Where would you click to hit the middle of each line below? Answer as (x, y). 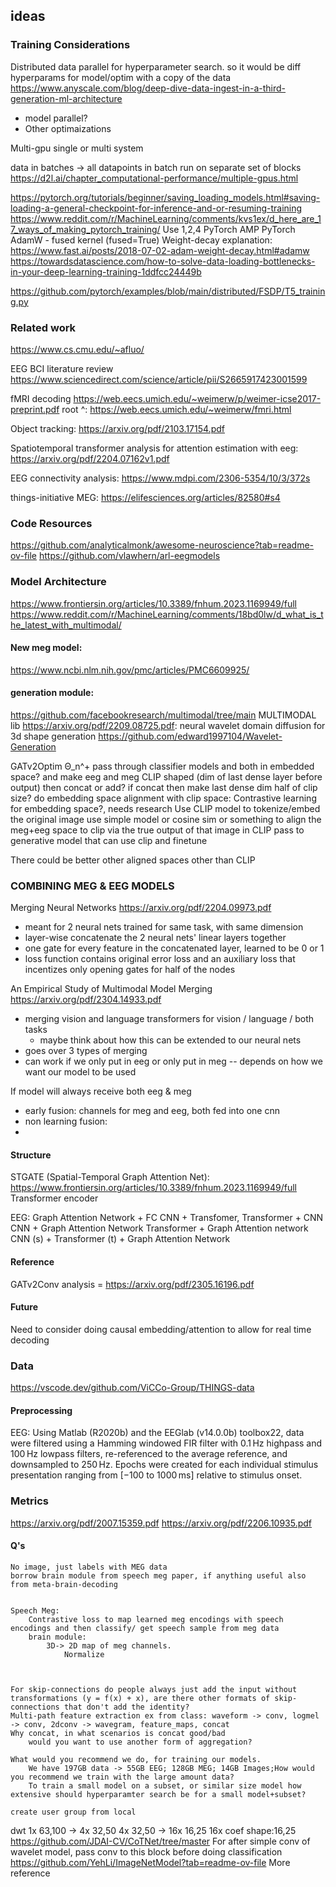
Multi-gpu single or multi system (77, 148)
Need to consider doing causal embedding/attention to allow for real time (161, 1329)
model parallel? (56, 118)
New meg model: (46, 648)
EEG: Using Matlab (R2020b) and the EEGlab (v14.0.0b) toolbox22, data (157, 1433)
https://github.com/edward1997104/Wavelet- (190, 736)
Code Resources (51, 523)
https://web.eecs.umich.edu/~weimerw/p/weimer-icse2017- (197, 398)
